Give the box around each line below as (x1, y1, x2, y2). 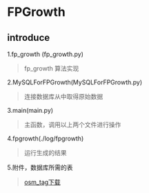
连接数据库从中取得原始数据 (23, 93, 103, 100)
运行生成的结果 (23, 149, 67, 156)
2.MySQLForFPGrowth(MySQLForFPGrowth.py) (7, 78, 143, 86)
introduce (7, 32, 50, 44)
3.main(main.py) (7, 107, 54, 114)
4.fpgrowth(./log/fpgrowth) (7, 134, 84, 143)
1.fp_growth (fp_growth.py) (7, 50, 84, 58)
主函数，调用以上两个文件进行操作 (23, 120, 121, 129)
